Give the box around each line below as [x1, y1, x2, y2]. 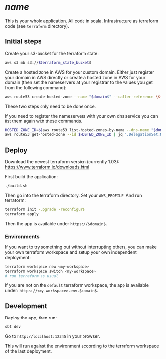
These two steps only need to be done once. [5, 103, 96, 109]
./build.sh [5, 183, 28, 189]
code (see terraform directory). [5, 23, 69, 29]
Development [5, 302, 48, 310]
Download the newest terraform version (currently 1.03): [5, 159, 120, 165]
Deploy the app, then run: [5, 315, 57, 321]
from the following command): [5, 84, 67, 90]
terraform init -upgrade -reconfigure [5, 207, 85, 212]
